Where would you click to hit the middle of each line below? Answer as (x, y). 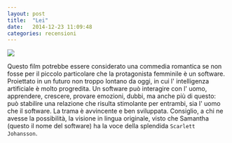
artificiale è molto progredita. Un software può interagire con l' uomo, (107, 89)
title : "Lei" (28, 20)
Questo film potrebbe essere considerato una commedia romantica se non (115, 67)
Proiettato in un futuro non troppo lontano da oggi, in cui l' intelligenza (108, 81)
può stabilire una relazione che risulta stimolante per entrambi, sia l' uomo (114, 104)
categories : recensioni (42, 33)
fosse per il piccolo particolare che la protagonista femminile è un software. (116, 74)
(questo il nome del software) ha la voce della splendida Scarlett (101, 126)
